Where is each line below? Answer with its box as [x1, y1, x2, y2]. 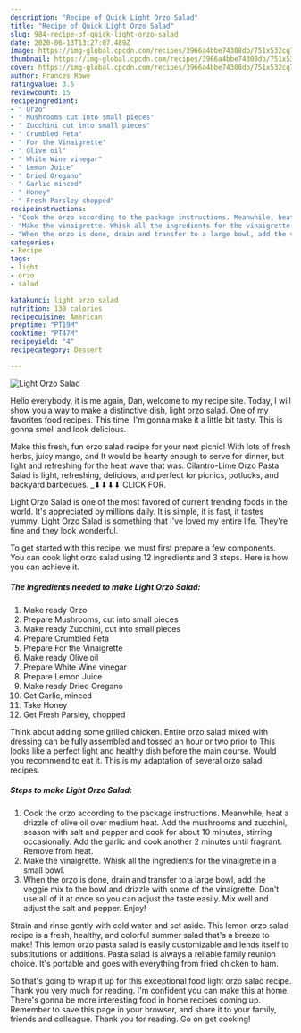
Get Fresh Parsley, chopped [22, 709, 126, 720]
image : [10, 47, 35, 55]
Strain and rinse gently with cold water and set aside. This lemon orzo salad [10, 919, 289, 931]
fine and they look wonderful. [10, 525, 119, 535]
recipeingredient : [10, 96, 79, 106]
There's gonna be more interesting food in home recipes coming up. [10, 995, 262, 1005]
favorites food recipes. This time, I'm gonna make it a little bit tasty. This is [10, 414, 283, 425]
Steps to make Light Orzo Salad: [10, 785, 133, 796]
